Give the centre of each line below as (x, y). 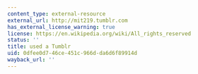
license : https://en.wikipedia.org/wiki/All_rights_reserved (99, 33)
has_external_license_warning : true (61, 27)
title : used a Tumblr (39, 47)
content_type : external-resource (57, 14)
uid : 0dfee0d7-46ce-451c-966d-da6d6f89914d (72, 54)
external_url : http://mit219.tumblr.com (68, 20)
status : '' (23, 40)
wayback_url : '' (31, 60)
